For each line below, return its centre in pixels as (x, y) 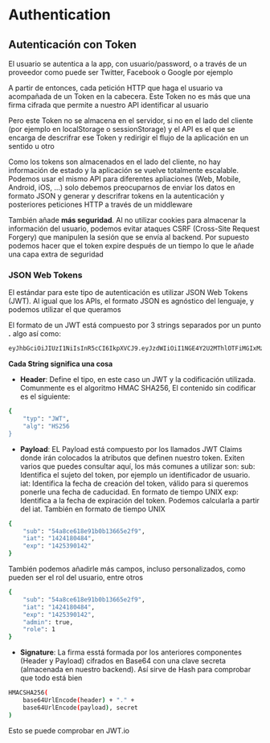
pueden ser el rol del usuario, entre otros (76, 577)
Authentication (59, 15)
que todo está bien (51, 678)
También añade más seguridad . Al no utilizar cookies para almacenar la (127, 220)
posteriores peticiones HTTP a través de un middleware (100, 204)
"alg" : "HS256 (46, 426)
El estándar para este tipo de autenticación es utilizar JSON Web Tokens (128, 293)
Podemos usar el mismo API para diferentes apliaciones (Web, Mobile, (125, 179)
